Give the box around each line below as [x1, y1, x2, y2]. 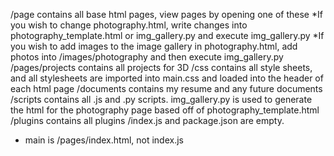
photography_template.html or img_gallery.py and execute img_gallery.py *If [10, 30, 325, 41]
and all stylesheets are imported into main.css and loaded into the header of [10, 72, 324, 84]
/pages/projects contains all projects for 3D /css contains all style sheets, [10, 62, 313, 73]
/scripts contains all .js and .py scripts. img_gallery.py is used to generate [10, 94, 313, 105]
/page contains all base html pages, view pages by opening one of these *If [10, 9, 323, 20]
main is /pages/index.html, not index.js [24, 134, 184, 146]
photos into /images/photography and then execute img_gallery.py [10, 51, 284, 63]
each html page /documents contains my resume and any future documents [10, 83, 323, 94]
